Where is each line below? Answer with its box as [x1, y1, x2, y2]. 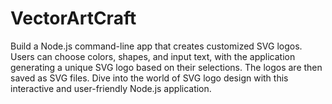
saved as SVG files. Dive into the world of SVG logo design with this [10, 72, 289, 84]
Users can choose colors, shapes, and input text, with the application [10, 50, 296, 62]
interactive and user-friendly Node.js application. [10, 82, 212, 94]
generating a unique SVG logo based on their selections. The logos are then [10, 61, 323, 73]
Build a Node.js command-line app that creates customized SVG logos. [10, 40, 303, 52]
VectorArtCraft [10, 7, 137, 30]
